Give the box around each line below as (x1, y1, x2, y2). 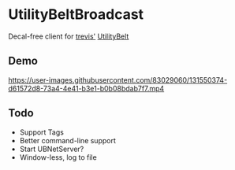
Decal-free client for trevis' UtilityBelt (8, 31, 129, 41)
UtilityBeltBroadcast (8, 6, 144, 24)
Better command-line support (19, 135, 117, 145)
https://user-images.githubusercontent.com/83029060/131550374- (8, 75, 228, 84)
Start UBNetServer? (19, 144, 84, 153)
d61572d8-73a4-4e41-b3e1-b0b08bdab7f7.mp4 (8, 83, 165, 93)
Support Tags (19, 128, 65, 137)
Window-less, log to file (19, 152, 97, 162)
